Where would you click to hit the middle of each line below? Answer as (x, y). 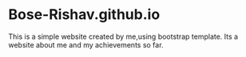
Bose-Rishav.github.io (84, 15)
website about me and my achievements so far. (86, 44)
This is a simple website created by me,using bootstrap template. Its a (123, 36)
